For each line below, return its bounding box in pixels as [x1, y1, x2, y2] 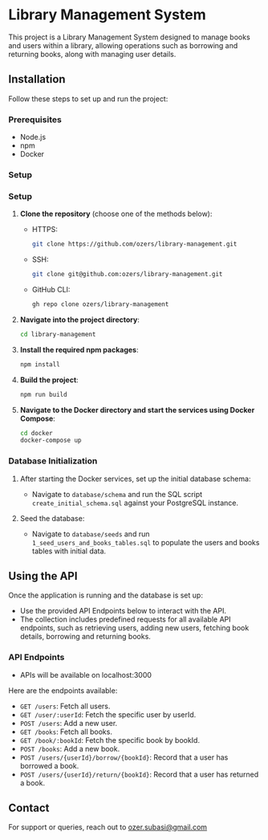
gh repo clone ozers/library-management [31, 300, 169, 308]
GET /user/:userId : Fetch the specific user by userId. [19, 709, 197, 720]
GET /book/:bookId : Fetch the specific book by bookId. [19, 735, 201, 744]
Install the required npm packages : [19, 345, 139, 354]
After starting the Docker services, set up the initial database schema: [19, 474, 251, 483]
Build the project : [19, 375, 79, 385]
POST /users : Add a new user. [19, 718, 118, 728]
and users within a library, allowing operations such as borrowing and [8, 40, 238, 50]
